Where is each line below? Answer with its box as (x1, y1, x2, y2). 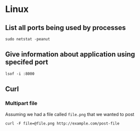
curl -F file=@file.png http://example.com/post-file (5, 121, 120, 126)
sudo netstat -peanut (5, 36, 50, 41)
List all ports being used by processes (5, 23, 126, 32)
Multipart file (5, 100, 37, 107)
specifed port (5, 58, 48, 66)
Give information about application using (5, 50, 135, 58)
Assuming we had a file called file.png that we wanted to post (5, 111, 134, 117)
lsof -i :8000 (5, 71, 35, 76)
